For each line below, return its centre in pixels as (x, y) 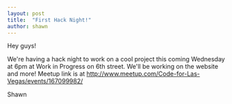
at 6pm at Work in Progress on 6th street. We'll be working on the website (113, 67)
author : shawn (28, 26)
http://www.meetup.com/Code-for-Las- (143, 74)
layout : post (26, 13)
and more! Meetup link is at (46, 74)
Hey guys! (22, 46)
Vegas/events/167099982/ (45, 81)
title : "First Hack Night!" (49, 20)
